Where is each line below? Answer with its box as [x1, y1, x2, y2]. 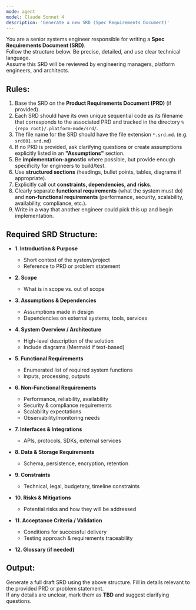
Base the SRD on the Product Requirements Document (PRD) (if [14, 100, 172, 107]
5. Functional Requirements [14, 355, 84, 362]
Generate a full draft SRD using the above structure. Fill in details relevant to [6, 578, 190, 586]
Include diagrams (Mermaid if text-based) [23, 344, 125, 350]
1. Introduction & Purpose [14, 245, 78, 252]
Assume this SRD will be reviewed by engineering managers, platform [6, 61, 175, 68]
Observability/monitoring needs [23, 415, 100, 421]
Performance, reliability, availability [23, 396, 109, 402]
